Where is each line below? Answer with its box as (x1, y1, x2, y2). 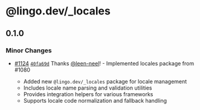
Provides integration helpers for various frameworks (23, 90, 153, 97)
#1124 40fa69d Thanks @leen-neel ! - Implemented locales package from (14, 60, 195, 67)
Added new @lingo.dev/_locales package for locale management (23, 78, 187, 85)
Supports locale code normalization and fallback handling (23, 97, 167, 104)
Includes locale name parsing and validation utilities (23, 84, 152, 91)
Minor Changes (5, 46, 52, 55)
